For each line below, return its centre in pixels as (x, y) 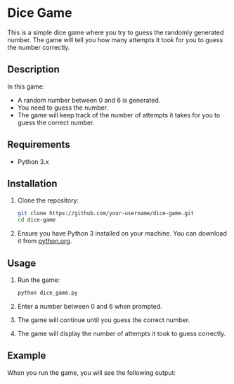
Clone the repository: (48, 200)
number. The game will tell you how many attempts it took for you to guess (115, 39)
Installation (32, 183)
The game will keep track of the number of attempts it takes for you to (119, 115)
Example (27, 356)
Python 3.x (33, 161)
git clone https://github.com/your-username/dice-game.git (106, 213)
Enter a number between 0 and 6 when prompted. (90, 306)
